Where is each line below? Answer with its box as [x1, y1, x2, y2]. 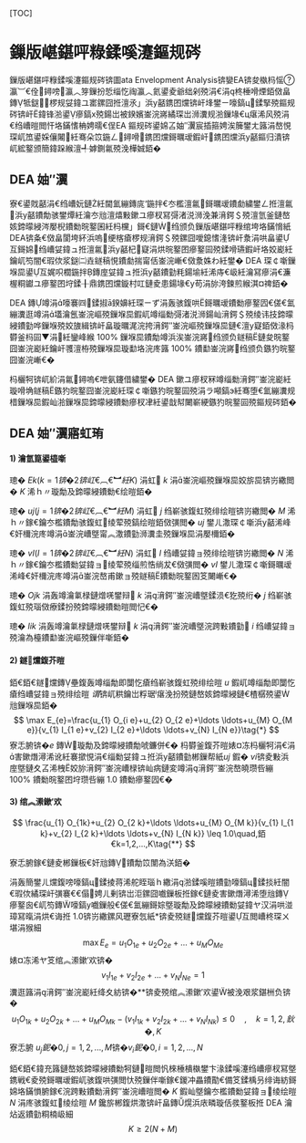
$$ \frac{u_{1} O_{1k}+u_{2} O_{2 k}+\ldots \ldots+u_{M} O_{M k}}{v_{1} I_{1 [12, 816, 294, 828]
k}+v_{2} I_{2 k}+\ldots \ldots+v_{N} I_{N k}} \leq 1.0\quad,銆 [39, 827, 267, 838]
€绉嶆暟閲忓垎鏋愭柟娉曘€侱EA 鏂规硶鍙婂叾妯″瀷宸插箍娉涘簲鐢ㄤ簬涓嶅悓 [9, 119, 291, 130]
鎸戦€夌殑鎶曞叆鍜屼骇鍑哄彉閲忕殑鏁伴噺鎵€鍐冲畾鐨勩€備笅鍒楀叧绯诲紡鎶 [9, 1074, 297, 1085]
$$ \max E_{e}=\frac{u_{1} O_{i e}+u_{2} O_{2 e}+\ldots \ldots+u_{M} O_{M [13, 714, 293, 725]
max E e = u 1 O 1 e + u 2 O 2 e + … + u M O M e [82, 937, 224, 950]
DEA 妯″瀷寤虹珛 [9, 426, 105, 442]
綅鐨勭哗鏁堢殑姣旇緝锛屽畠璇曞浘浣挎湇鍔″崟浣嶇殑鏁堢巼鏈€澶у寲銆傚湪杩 [9, 319, 294, 331]
